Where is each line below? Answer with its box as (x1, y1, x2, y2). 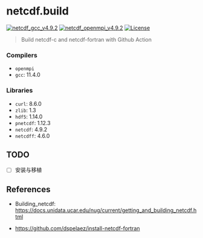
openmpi (14, 66, 34, 72)
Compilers (6, 51, 37, 59)
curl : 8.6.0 (14, 100, 42, 107)
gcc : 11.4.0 (14, 71, 40, 79)
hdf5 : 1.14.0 (14, 113, 43, 120)
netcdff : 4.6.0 (14, 132, 50, 140)
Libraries (6, 86, 33, 95)
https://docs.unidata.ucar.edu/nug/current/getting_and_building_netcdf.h (14, 207, 197, 214)
